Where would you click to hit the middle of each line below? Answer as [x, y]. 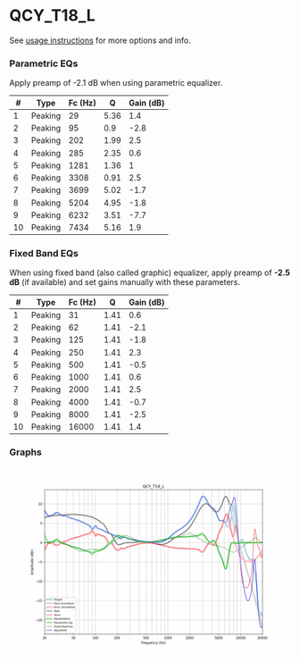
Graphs [25, 452]
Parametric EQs [44, 63]
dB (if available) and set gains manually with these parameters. [125, 282]
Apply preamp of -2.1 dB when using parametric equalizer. [116, 83]
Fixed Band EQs [44, 253]
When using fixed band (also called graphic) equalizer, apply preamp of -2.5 [150, 272]
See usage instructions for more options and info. [100, 40]
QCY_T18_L [52, 16]
